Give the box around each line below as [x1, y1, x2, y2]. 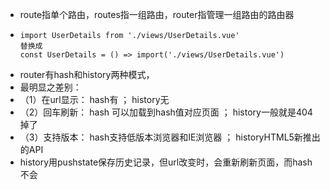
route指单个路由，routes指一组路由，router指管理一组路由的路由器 [19, 9, 295, 20]
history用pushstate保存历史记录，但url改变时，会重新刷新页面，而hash [19, 156, 313, 168]
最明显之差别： [19, 81, 82, 93]
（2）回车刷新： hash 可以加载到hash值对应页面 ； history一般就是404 [19, 106, 313, 118]
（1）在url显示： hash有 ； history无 [19, 94, 170, 105]
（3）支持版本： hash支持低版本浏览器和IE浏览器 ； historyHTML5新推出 [19, 131, 321, 143]
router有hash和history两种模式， [19, 69, 155, 80]
